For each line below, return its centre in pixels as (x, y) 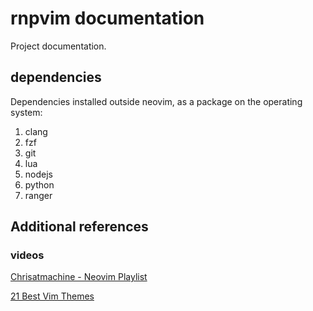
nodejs (38, 174)
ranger (38, 195)
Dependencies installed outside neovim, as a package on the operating (156, 101)
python (39, 184)
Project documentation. (58, 46)
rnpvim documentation (107, 18)
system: (26, 112)
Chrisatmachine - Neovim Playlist (79, 277)
